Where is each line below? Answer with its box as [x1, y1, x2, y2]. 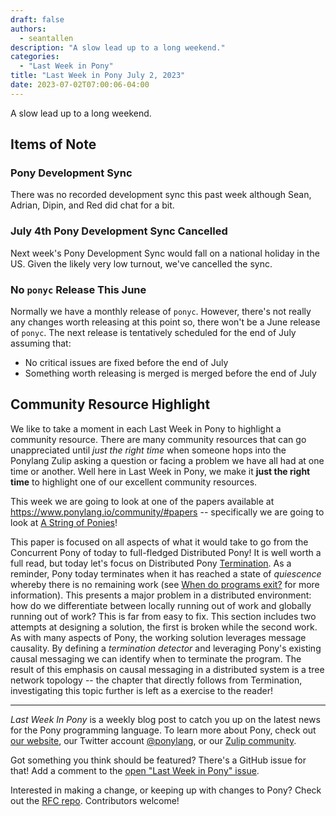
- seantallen [19, 33, 74, 43]
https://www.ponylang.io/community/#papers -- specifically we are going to [10, 506, 325, 518]
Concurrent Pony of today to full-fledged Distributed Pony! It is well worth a [10, 546, 322, 558]
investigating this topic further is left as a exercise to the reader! [10, 684, 273, 696]
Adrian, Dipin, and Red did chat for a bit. [10, 199, 175, 211]
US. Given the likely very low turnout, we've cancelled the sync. [10, 257, 273, 270]
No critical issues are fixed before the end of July [24, 357, 229, 369]
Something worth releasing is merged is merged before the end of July [24, 367, 317, 380]
